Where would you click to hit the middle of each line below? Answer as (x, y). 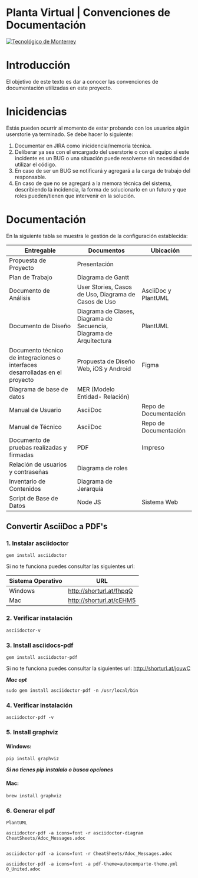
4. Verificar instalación (39, 705)
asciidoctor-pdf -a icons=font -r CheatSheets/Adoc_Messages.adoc (89, 854)
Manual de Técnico (35, 427)
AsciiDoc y (156, 291)
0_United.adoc (24, 869)
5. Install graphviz (32, 732)
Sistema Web (160, 502)
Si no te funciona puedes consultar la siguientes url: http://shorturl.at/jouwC (98, 668)
